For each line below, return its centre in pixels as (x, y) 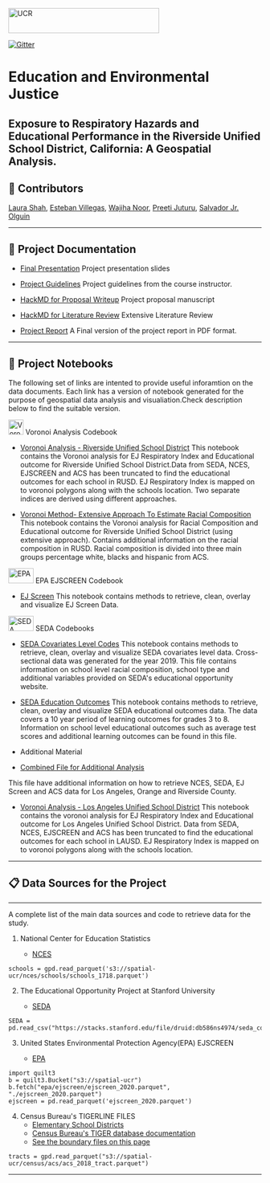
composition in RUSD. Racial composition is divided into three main (131, 549)
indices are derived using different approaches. (98, 499)
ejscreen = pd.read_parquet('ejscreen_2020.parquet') (100, 1101)
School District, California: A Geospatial (110, 149)
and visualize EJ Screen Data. (69, 605)
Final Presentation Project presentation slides (95, 268)
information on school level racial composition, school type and (125, 670)
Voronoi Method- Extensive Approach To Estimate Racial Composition (135, 515)
